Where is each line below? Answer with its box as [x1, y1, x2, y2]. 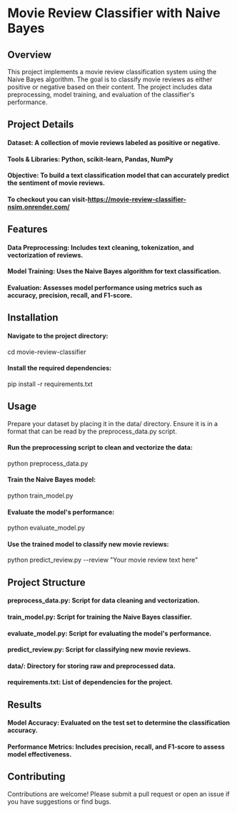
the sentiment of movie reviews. [7, 178, 106, 187]
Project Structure [7, 576, 86, 588]
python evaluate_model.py [7, 523, 86, 532]
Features [7, 223, 48, 236]
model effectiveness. [7, 749, 72, 758]
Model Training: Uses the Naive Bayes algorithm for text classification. [7, 267, 221, 276]
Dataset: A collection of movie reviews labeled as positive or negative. [7, 138, 221, 147]
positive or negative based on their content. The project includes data [7, 83, 213, 91]
